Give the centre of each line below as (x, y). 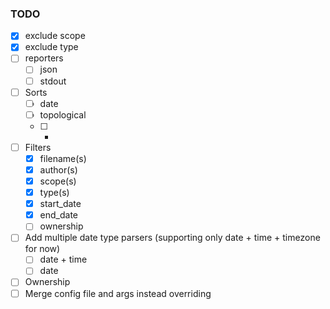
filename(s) (63, 158)
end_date (59, 215)
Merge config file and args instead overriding (118, 293)
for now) (42, 249)
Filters (38, 147)
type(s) (54, 193)
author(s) (58, 169)
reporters (44, 58)
